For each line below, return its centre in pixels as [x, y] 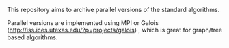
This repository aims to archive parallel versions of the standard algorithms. [113, 10]
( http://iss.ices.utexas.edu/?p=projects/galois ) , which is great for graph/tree [115, 30]
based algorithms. [32, 37]
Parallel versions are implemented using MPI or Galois [83, 23]
